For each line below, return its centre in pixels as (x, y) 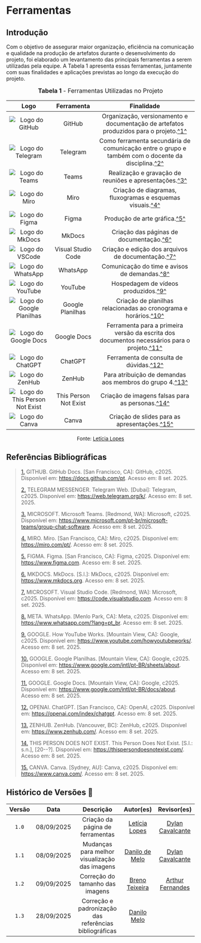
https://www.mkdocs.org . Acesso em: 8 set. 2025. (83, 580)
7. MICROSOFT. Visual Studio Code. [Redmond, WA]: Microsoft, (99, 592)
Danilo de (138, 852)
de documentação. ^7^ (145, 257)
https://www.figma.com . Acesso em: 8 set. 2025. (81, 562)
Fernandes (175, 887)
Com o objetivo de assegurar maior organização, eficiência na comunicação (100, 47)
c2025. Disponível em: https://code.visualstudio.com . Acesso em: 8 (104, 598)
